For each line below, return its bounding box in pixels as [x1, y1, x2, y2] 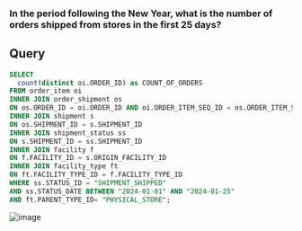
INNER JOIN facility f [9, 145, 94, 155]
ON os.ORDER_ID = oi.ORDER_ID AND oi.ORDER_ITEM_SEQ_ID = [9, 103, 231, 112]
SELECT [9, 70, 34, 79]
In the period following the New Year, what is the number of [9, 7, 273, 20]
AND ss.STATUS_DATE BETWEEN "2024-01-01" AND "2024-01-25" [9, 187, 235, 196]
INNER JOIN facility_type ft [9, 162, 119, 171]
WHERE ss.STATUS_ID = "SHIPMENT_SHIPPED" [9, 179, 167, 188]
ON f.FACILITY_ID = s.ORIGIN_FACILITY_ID [9, 154, 167, 163]
